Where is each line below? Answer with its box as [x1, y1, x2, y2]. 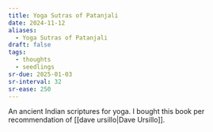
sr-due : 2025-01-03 [8, 70, 73, 78]
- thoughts [15, 56, 51, 64]
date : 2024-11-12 [8, 19, 66, 27]
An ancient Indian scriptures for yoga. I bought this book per [8, 107, 205, 116]
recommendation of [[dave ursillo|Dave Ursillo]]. [8, 115, 165, 125]
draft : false [8, 41, 51, 49]
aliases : [8, 26, 37, 34]
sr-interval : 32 [8, 77, 62, 85]
